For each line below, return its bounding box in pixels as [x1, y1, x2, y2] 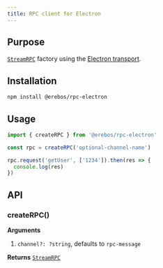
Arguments [7, 226, 41, 234]
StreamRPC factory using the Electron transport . [7, 55, 141, 63]
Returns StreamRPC [7, 253, 61, 261]
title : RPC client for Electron [7, 10, 101, 17]
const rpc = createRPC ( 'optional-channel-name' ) [7, 144, 151, 151]
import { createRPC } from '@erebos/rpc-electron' [7, 131, 157, 139]
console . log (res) [13, 163, 64, 170]
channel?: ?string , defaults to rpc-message [17, 239, 141, 248]
